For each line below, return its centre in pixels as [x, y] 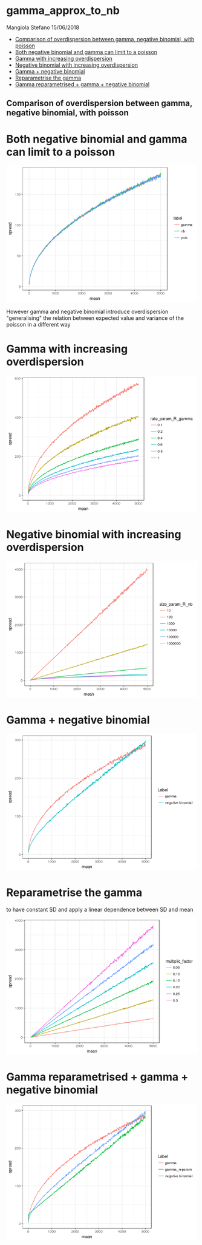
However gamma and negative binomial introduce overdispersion [87, 312]
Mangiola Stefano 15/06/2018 [43, 27]
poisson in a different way [38, 325]
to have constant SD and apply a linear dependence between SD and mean [100, 910]
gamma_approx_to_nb [63, 11]
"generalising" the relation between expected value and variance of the [95, 318]
